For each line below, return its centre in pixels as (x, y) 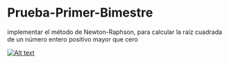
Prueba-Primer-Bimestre (80, 13)
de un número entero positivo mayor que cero (73, 39)
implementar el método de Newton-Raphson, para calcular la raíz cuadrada (115, 32)
